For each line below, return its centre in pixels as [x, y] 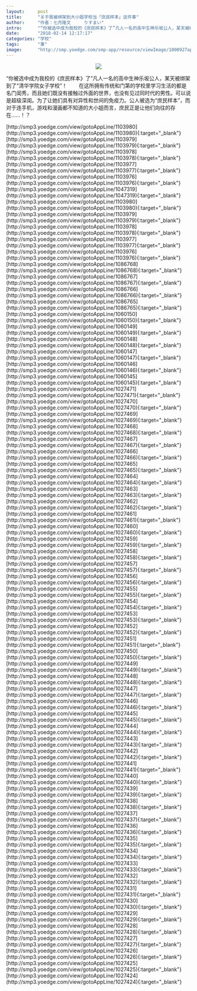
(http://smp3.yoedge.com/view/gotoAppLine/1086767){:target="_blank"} [94, 283]
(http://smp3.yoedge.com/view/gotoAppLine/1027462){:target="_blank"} [94, 507]
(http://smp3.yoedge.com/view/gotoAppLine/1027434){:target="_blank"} [94, 857]
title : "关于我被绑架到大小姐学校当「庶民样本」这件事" [72, 17]
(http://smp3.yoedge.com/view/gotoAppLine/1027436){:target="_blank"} [94, 832]
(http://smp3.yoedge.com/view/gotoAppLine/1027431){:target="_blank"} [94, 894]
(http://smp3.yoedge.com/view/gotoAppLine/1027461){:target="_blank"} [94, 520]
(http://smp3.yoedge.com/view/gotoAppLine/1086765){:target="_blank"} [94, 308]
